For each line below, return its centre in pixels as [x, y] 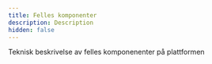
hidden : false [32, 30]
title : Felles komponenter [53, 15]
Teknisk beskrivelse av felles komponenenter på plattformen [106, 52]
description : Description [51, 23]
